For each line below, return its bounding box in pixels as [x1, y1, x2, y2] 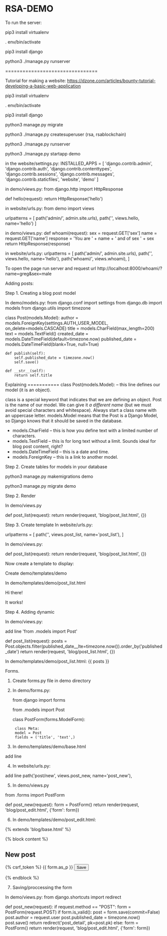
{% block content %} [5, 836, 48, 842]
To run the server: [5, 19, 42, 25]
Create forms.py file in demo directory [12, 678, 91, 684]
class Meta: [14, 726, 40, 731]
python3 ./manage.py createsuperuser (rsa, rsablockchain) [5, 131, 126, 137]
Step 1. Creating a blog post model [5, 290, 76, 296]
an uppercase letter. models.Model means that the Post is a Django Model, [5, 412, 159, 418]
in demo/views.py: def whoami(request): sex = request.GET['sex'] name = [5, 230, 157, 236]
